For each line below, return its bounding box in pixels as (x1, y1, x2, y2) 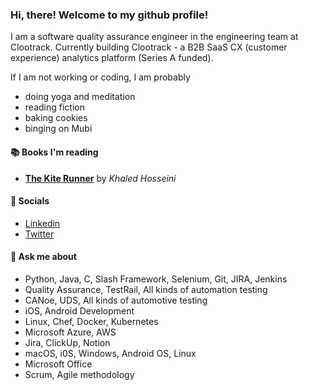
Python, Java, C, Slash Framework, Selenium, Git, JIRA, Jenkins (24, 273, 288, 285)
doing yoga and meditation (24, 91, 136, 103)
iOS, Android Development (24, 304, 135, 317)
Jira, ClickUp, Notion (24, 336, 111, 348)
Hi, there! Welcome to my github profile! (10, 8, 209, 22)
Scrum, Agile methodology (24, 368, 135, 380)
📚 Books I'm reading (10, 146, 99, 158)
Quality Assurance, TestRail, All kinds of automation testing (24, 283, 268, 295)
